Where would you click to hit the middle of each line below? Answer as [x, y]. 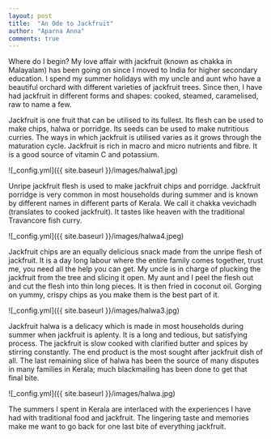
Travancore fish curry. [45, 220]
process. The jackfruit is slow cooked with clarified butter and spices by [128, 343]
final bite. [24, 378]
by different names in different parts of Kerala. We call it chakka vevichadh [133, 203]
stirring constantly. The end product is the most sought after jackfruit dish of [136, 352]
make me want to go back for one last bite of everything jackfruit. [117, 427]
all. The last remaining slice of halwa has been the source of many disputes [134, 360]
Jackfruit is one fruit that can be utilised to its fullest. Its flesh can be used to [136, 120]
